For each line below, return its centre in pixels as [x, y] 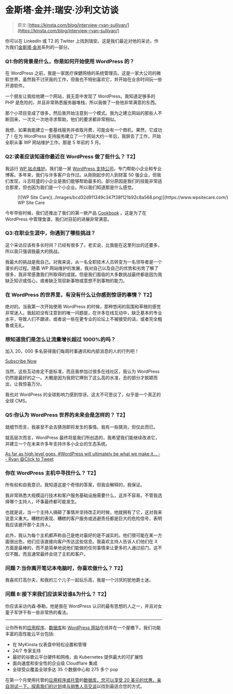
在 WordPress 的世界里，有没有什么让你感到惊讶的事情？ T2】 [80, 295]
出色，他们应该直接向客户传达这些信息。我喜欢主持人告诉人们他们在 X [86, 542]
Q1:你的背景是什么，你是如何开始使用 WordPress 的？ [70, 61]
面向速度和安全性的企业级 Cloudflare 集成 [55, 663]
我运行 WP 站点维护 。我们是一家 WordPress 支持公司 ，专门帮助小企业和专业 [83, 168]
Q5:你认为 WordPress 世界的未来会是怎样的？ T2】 [67, 415]
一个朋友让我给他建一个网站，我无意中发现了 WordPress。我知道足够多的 [80, 96]
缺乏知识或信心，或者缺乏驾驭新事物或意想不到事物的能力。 [66, 281]
